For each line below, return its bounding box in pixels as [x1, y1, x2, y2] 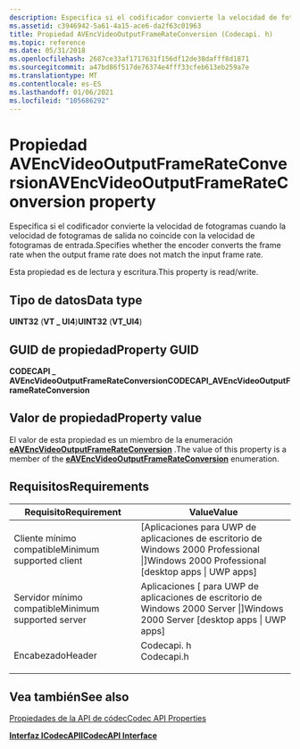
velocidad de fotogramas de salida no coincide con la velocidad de [9, 230, 255, 241]
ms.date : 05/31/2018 [9, 46, 87, 55]
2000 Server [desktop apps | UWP [140, 613, 287, 626]
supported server [13, 613, 87, 626]
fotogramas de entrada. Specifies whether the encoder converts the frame [9, 240, 281, 251]
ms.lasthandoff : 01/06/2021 [9, 87, 114, 96]
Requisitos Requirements [9, 479, 150, 495]
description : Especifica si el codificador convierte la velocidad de [9, 12, 278, 22]
